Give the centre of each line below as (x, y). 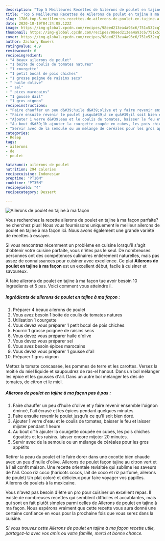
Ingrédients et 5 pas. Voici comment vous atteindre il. (59, 286)
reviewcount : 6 (21, 51)
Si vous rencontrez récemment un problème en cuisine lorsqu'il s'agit (76, 245)
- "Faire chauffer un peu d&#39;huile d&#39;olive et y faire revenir (79, 110)
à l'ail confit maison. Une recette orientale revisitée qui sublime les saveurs (81, 467)
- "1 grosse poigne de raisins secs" (44, 78)
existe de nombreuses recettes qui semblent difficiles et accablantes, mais (81, 497)
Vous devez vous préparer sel (43, 341)
